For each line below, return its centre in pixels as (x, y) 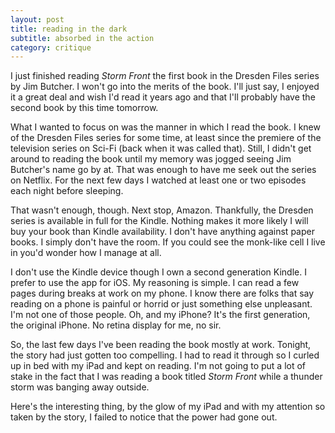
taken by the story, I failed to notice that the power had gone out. (144, 417)
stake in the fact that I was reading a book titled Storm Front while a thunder (166, 377)
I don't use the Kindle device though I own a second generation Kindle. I (158, 272)
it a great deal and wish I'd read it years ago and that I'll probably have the (163, 97)
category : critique (51, 47)
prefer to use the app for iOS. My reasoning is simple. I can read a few (155, 283)
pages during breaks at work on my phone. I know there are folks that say (162, 293)
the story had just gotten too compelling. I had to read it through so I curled (165, 355)
